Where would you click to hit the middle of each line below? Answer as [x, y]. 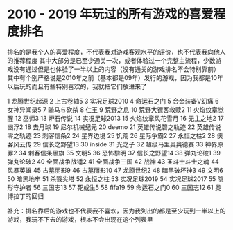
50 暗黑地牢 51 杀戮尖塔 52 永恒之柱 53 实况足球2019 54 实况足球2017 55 [112, 179]
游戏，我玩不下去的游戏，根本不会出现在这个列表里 [80, 219]
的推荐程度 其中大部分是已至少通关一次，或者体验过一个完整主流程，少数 [111, 60]
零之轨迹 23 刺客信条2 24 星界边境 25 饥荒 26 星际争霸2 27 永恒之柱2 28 [111, 135]
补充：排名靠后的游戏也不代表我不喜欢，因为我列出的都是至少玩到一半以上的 [116, 211]
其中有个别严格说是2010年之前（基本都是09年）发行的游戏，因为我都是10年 [115, 77]
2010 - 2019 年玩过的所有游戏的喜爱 [110, 14]
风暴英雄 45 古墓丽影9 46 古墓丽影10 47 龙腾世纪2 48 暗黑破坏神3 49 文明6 [115, 170]
